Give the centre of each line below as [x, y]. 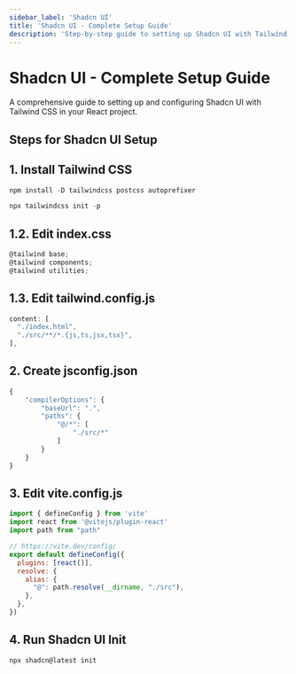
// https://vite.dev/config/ [63, 546]
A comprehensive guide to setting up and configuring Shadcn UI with [135, 102]
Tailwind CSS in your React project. [74, 112]
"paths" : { [61, 416]
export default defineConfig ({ [67, 554]
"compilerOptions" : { [65, 400]
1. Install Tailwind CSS [71, 170]
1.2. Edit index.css [61, 234]
